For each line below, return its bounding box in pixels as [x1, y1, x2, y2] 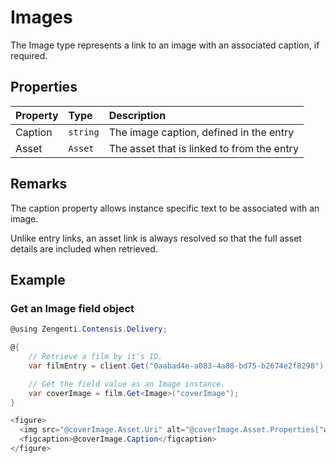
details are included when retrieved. [10, 242, 158, 255]
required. [10, 49, 48, 61]
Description [108, 108, 167, 122]
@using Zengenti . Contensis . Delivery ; [10, 324, 168, 335]
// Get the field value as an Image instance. [28, 379, 226, 389]
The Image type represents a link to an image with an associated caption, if [10, 39, 320, 51]
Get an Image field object [10, 301, 135, 315]
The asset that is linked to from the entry [108, 141, 299, 155]
